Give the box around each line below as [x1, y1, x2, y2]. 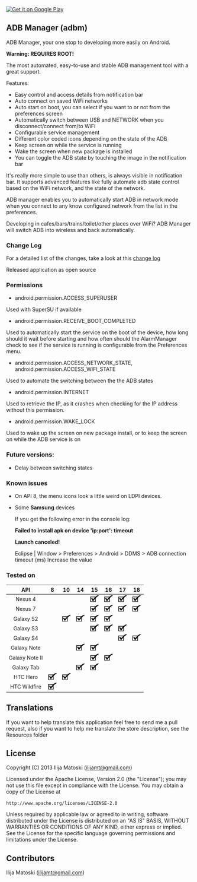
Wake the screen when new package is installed [14, 148, 133, 155]
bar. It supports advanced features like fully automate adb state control [6, 178, 179, 185]
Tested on [6, 571, 35, 579]
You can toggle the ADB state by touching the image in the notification [14, 154, 186, 161]
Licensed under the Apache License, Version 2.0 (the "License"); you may [6, 776, 187, 783]
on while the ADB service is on [6, 436, 81, 443]
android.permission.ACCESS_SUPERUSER [14, 294, 117, 302]
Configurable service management [14, 129, 100, 136]
